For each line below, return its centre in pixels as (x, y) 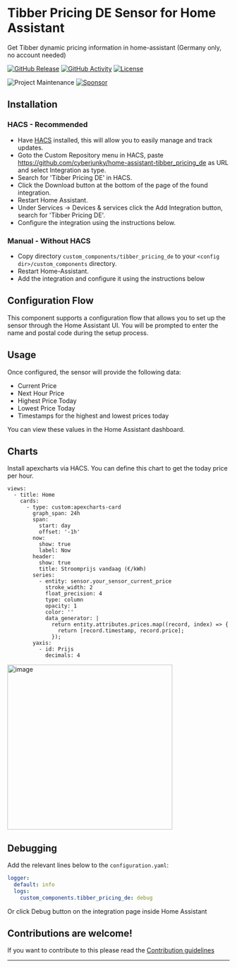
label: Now (55, 551)
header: (44, 557)
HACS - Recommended (48, 125)
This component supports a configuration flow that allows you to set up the (116, 317)
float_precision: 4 (73, 594)
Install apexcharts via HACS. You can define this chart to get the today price (117, 468)
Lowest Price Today (46, 408)
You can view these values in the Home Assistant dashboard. (96, 429)
